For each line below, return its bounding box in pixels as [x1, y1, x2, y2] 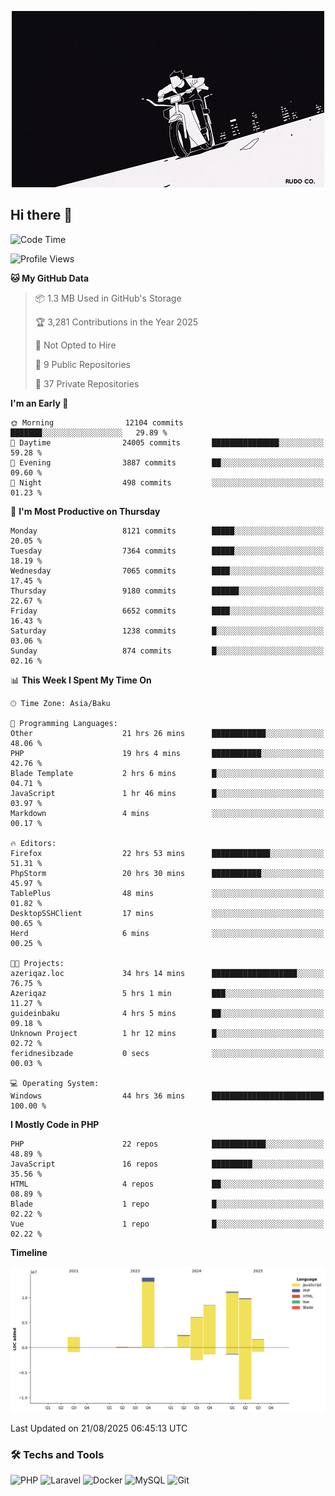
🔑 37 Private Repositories [34, 377, 140, 390]
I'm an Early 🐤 [10, 397, 69, 409]
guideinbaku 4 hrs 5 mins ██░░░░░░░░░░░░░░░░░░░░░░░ [10, 1008, 325, 1018]
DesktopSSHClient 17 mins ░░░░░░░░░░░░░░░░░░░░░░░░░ [10, 908, 325, 918]
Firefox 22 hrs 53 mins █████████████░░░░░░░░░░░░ [10, 848, 325, 858]
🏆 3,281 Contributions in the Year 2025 [34, 316, 199, 328]
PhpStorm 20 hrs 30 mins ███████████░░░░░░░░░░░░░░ [10, 868, 325, 878]
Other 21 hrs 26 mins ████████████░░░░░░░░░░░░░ [10, 728, 325, 738]
